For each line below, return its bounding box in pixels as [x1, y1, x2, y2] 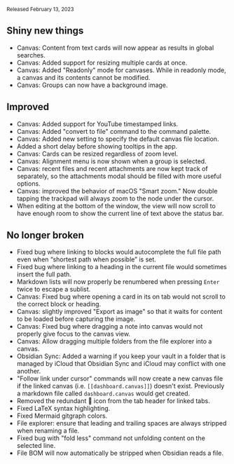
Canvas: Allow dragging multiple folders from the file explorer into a [16, 337, 212, 346]
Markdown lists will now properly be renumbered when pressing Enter [16, 278, 220, 286]
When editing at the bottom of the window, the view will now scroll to [16, 201, 216, 210]
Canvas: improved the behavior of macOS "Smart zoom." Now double [16, 186, 218, 195]
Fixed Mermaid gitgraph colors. [16, 411, 108, 420]
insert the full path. [16, 270, 71, 279]
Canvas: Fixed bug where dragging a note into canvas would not [16, 322, 203, 331]
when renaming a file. [16, 427, 80, 435]
